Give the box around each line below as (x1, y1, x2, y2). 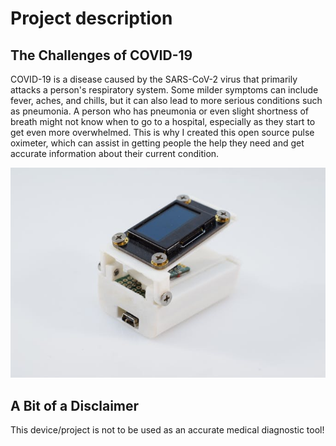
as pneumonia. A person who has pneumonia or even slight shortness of (10, 105, 310, 117)
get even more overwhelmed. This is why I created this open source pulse (10, 127, 315, 138)
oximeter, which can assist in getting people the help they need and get (10, 137, 305, 149)
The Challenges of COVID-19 (10, 47, 193, 64)
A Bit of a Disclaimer (10, 397, 140, 414)
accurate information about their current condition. (10, 148, 220, 159)
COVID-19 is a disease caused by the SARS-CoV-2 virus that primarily (10, 73, 298, 85)
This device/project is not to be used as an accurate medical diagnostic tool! (10, 424, 325, 436)
